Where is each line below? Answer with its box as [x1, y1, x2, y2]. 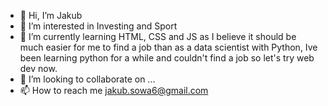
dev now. [19, 63, 58, 74]
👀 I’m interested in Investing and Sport [19, 20, 178, 32]
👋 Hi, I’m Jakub [19, 10, 83, 21]
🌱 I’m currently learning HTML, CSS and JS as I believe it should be [19, 31, 297, 42]
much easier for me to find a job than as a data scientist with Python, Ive [19, 41, 318, 53]
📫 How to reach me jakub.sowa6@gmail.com [19, 85, 209, 96]
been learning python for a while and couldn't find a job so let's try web [19, 52, 315, 64]
